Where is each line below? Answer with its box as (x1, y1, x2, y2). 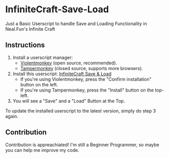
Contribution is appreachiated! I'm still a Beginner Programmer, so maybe (5, 142, 159, 148)
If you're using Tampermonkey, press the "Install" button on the (20, 87, 154, 93)
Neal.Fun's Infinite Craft (5, 26, 55, 32)
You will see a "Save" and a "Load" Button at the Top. (12, 98, 125, 104)
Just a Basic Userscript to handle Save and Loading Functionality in (5, 20, 147, 27)
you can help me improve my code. (5, 147, 80, 153)
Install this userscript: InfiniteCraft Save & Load (12, 71, 112, 77)
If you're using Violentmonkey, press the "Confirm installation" (20, 76, 152, 82)
